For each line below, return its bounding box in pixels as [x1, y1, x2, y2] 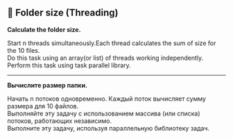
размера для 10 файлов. [7, 101, 79, 110]
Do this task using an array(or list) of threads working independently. [7, 54, 204, 62]
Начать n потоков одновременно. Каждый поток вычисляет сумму [7, 95, 207, 103]
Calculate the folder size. [7, 25, 81, 33]
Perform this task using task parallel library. [7, 60, 132, 69]
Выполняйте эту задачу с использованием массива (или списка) [7, 109, 200, 117]
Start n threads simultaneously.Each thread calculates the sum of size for [7, 39, 216, 47]
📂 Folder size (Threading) [7, 7, 119, 19]
